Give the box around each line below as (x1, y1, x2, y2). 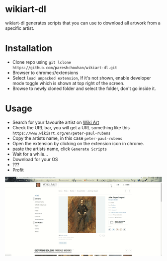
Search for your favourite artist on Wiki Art (12, 119, 99, 125)
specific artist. (5, 25, 35, 31)
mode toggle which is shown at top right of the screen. (12, 80, 125, 86)
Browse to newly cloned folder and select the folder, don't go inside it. (12, 86, 156, 91)
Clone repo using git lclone (12, 59, 71, 65)
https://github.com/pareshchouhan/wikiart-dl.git (12, 65, 118, 70)
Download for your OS (12, 156, 58, 162)
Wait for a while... (12, 151, 48, 157)
